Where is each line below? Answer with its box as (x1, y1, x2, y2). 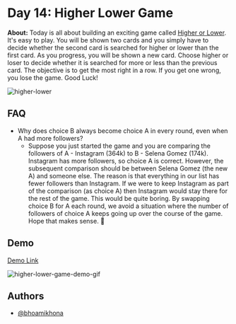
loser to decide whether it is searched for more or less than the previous (7, 58, 218, 66)
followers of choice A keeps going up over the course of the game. (28, 209, 223, 217)
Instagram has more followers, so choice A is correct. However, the (28, 156, 224, 165)
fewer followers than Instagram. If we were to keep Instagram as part (28, 179, 230, 187)
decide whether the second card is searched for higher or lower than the (7, 43, 219, 52)
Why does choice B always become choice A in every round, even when (17, 126, 228, 135)
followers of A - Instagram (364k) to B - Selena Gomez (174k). (28, 149, 208, 157)
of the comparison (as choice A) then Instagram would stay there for (28, 186, 228, 195)
